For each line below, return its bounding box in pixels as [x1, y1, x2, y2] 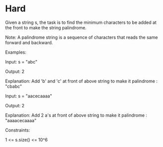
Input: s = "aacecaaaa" [5, 93, 52, 99]
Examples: [5, 49, 26, 55]
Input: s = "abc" [5, 59, 38, 65]
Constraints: [5, 127, 30, 133]
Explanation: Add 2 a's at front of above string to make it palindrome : [5, 112, 148, 118]
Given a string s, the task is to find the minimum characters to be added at [5, 19, 157, 25]
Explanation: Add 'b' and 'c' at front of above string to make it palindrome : [5, 78, 158, 84]
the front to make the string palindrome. [5, 24, 87, 30]
